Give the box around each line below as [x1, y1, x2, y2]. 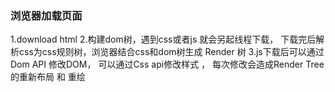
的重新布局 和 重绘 [10, 71, 86, 83]
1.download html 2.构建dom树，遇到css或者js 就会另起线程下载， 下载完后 [10, 33, 317, 46]
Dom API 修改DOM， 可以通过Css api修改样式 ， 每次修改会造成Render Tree [10, 58, 325, 71]
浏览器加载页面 [10, 8, 83, 22]
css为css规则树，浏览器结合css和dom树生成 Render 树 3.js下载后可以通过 [18, 46, 325, 58]
